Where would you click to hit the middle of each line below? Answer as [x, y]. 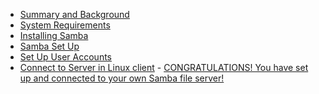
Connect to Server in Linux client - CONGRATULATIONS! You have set [164, 67]
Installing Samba [54, 35]
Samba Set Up [49, 46]
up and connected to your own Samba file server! [122, 78]
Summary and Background [74, 14]
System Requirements [65, 25]
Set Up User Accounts [65, 57]
